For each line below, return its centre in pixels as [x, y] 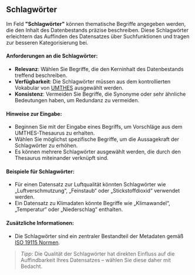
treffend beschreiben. [41, 75]
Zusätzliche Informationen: [40, 223]
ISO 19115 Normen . [37, 242]
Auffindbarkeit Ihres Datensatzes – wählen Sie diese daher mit [96, 260]
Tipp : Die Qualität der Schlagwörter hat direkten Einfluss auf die [97, 254]
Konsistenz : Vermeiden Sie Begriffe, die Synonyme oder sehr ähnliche [100, 94]
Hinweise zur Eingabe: [34, 113]
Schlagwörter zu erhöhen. [46, 146]
